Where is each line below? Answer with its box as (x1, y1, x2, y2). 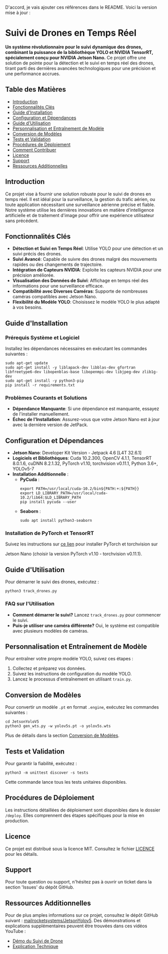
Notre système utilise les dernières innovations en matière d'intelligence (5, 207, 154, 213)
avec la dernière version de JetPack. (12, 422, 88, 428)
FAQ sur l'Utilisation (5, 600, 55, 607)
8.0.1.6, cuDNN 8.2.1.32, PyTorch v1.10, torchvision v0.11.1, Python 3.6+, (12, 460, 158, 466)
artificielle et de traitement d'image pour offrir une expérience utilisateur (5, 212, 154, 218)
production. (5, 817, 29, 824)
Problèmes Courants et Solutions (5, 394, 88, 401)
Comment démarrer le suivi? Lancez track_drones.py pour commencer (12, 611, 161, 618)
